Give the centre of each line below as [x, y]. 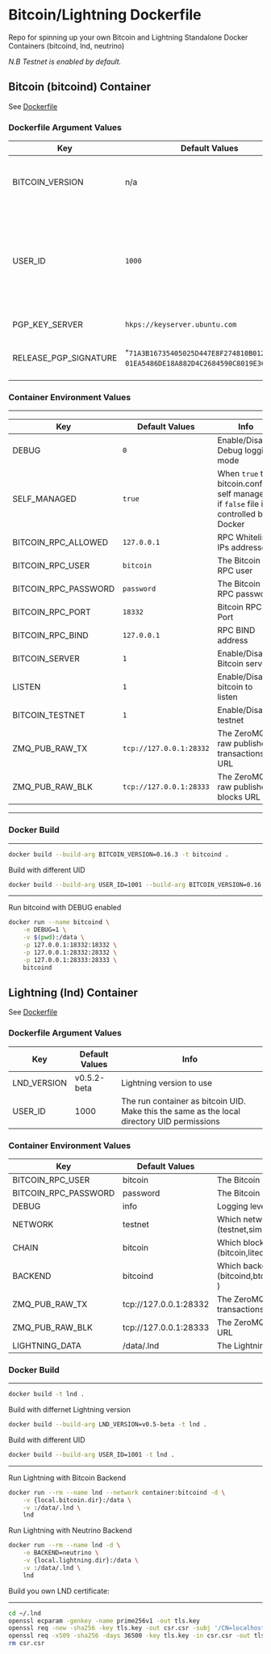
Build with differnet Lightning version [70, 1410]
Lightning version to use [166, 1082]
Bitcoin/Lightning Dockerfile [105, 15]
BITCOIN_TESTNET [49, 715]
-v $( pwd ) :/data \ [54, 938]
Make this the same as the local [180, 1111]
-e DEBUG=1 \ [45, 930]
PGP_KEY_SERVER [48, 325]
